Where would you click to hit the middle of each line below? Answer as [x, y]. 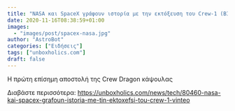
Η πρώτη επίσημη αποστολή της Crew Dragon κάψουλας [90, 79]
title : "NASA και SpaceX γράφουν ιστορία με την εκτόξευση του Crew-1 [112, 14]
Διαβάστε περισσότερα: [42, 92]
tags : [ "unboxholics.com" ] [47, 53]
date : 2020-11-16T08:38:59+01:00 [56, 20]
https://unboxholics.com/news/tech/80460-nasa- [149, 92]
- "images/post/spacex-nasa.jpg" [62, 33]
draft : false [26, 59]
